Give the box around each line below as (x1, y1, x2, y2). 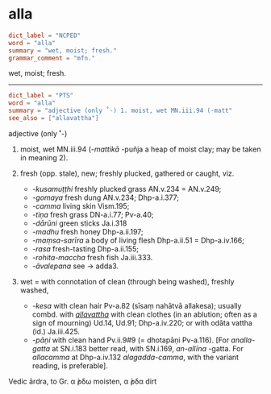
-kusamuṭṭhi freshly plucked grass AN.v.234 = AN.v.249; (31, 184, 222, 193)
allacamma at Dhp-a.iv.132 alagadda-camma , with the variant (31, 352, 240, 362)
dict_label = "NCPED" (8, 31, 81, 39)
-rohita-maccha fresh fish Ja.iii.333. (31, 252, 153, 262)
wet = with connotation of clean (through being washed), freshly (19, 276, 235, 286)
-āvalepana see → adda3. (31, 261, 119, 271)
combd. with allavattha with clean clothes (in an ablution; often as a (31, 309, 258, 319)
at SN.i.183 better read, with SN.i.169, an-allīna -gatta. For (52, 343, 244, 353)
